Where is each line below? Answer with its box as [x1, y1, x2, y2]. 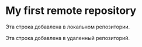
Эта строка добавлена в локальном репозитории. [5, 23, 130, 30]
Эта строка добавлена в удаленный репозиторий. [5, 34, 130, 41]
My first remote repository [5, 4, 137, 17]
